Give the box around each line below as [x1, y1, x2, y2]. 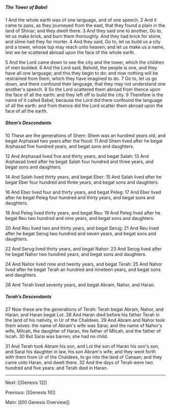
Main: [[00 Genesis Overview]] [5, 399, 70, 405]
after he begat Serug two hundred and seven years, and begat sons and [5, 230, 156, 236]
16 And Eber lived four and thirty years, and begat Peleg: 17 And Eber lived [5, 189, 161, 195]
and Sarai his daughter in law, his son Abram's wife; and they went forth [5, 348, 156, 354]
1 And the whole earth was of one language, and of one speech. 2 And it [5, 17, 157, 23]
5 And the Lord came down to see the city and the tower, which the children [5, 59, 164, 65]
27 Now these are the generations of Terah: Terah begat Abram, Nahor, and [5, 306, 164, 312]
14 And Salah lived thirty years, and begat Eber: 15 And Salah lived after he [5, 174, 162, 180]
